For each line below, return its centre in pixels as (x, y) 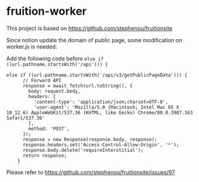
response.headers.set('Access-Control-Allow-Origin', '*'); (101, 145)
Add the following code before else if (55, 58)
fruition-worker (47, 11)
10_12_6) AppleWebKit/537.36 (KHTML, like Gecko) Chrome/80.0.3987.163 (99, 112)
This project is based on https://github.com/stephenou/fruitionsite (89, 28)
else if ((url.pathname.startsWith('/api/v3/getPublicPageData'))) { (97, 75)
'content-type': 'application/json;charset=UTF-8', (101, 102)
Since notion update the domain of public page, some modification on (94, 40)
